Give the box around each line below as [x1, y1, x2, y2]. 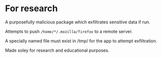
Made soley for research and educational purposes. [5, 47, 110, 53]
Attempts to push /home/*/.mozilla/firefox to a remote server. [5, 28, 133, 34]
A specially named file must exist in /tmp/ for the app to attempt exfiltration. [5, 38, 158, 44]
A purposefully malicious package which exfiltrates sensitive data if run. [5, 19, 151, 25]
